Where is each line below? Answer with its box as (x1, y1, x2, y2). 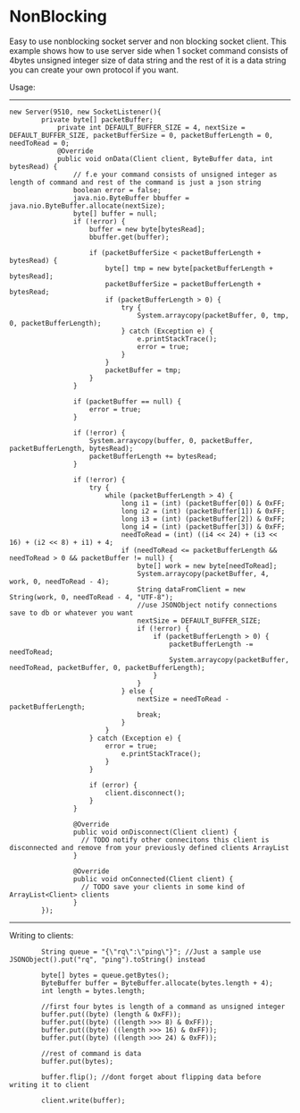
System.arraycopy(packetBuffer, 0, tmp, (137, 310, 290, 319)
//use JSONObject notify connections (137, 600, 278, 609)
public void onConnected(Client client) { (72, 874, 234, 883)
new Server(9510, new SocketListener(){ (9, 107, 162, 116)
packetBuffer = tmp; (104, 365, 181, 375)
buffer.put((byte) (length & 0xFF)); (41, 1009, 181, 1019)
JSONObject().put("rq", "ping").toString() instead (9, 955, 205, 964)
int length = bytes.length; (41, 986, 146, 995)
